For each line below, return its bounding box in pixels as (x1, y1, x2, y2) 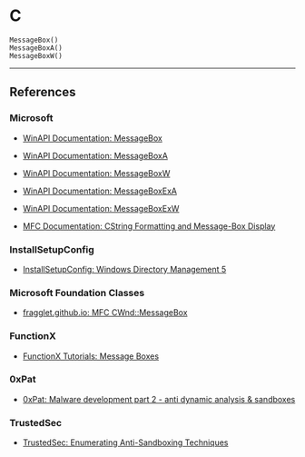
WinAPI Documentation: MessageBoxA (22, 150, 168, 161)
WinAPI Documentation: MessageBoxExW (22, 203, 180, 214)
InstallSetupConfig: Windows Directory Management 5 (22, 263, 227, 274)
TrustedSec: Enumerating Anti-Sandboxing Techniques (22, 437, 229, 448)
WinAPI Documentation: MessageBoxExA (22, 185, 177, 196)
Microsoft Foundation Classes (9, 286, 145, 299)
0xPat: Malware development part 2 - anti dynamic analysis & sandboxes (22, 393, 296, 404)
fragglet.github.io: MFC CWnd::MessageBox (22, 307, 188, 318)
